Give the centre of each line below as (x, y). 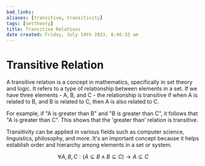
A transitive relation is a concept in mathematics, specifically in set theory (99, 82)
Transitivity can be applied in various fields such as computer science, (95, 132)
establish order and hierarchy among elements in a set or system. (89, 145)
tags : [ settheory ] (30, 23)
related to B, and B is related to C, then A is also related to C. (83, 102)
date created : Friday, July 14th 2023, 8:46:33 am (72, 35)
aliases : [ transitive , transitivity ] (55, 18)
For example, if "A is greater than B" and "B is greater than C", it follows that (102, 113)
